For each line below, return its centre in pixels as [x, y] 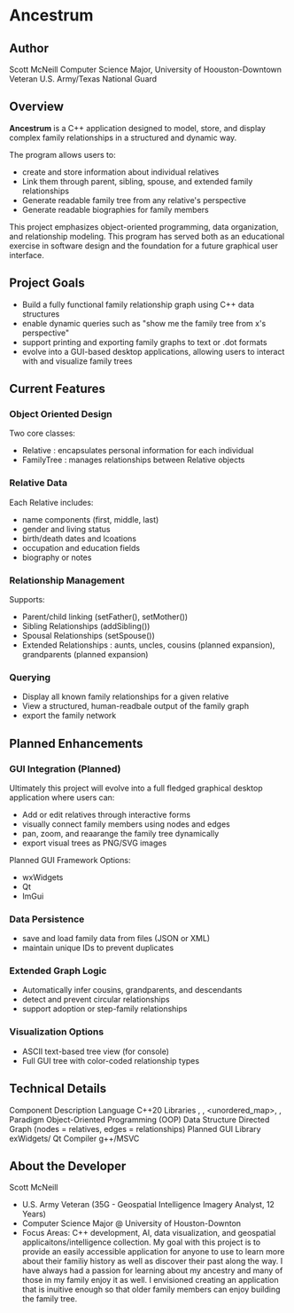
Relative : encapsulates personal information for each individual [138, 451]
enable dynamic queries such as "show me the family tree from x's [144, 323]
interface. [27, 255]
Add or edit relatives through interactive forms [106, 814]
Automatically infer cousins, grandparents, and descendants [132, 990]
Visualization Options [57, 1032]
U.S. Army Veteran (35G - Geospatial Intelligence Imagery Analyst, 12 [148, 1205]
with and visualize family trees [77, 361]
